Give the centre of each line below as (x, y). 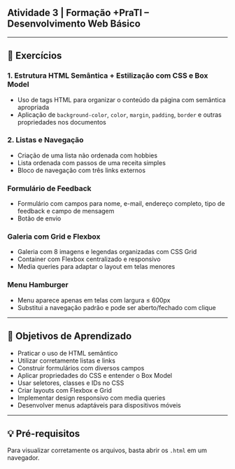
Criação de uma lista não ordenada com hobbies (87, 155)
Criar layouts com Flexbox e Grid (64, 390)
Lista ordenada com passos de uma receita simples (92, 162)
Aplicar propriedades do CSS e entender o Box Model (95, 375)
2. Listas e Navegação (45, 140)
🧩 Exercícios (35, 56)
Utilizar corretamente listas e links (66, 360)
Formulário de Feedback (50, 188)
